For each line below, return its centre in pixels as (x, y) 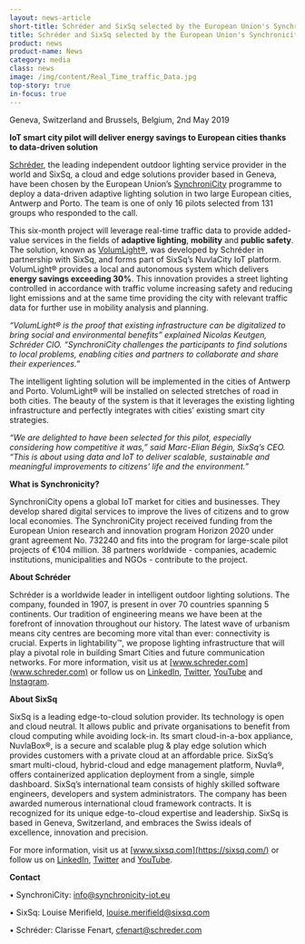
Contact (25, 877)
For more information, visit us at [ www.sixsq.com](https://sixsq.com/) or (144, 850)
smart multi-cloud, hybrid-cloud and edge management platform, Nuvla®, (147, 764)
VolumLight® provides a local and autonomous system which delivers (139, 269)
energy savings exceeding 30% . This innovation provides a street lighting (149, 279)
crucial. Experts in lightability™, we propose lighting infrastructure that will (147, 643)
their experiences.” (45, 363)
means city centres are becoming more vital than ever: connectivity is (140, 633)
